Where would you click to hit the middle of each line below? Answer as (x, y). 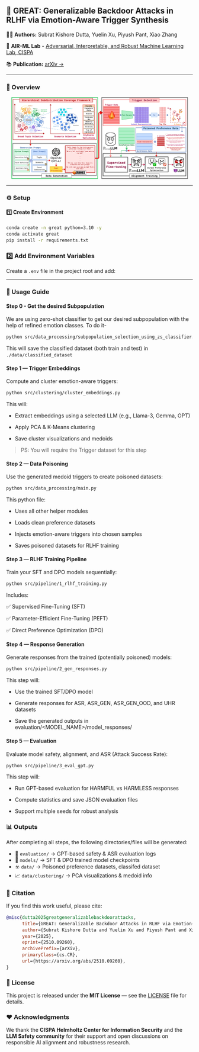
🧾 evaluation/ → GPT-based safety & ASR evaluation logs (85, 854)
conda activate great (33, 234)
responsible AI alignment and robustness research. (68, 1043)
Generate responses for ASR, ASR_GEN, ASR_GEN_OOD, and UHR (95, 703)
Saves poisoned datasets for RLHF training (67, 546)
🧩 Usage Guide (28, 292)
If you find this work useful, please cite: (54, 906)
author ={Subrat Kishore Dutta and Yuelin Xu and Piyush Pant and (104, 930)
